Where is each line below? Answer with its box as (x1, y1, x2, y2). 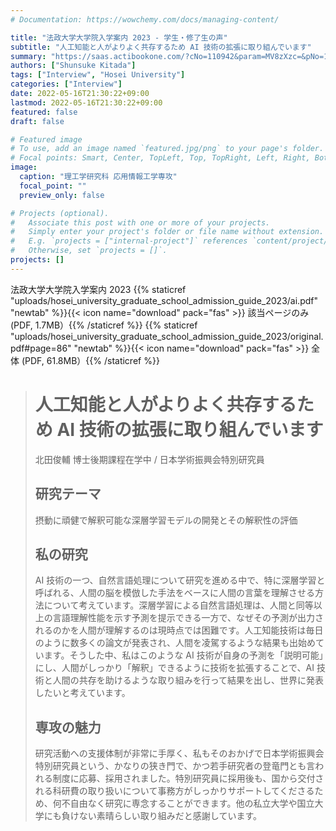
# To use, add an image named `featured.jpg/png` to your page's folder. (10, 144, 325, 154)
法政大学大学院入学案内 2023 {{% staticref (10, 283, 187, 295)
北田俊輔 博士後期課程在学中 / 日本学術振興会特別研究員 (34, 453, 265, 465)
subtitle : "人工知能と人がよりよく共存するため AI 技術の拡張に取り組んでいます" (10, 42, 312, 52)
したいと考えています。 (34, 687, 131, 699)
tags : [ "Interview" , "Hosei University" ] (10, 70, 186, 80)
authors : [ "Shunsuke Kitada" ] (10, 61, 137, 71)
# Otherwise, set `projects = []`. (10, 246, 168, 256)
